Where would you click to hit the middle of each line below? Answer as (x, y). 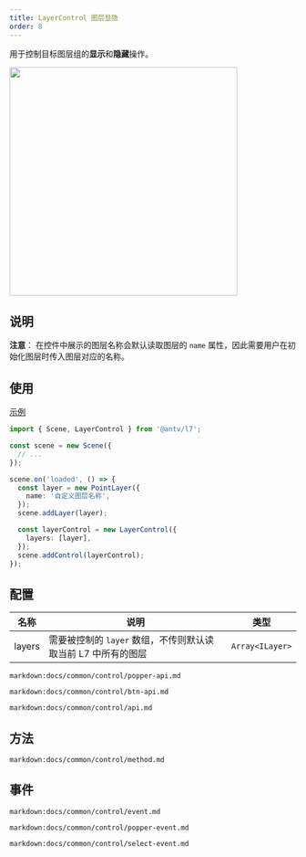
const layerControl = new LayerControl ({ (97, 530)
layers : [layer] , (59, 538)
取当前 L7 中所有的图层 (98, 654)
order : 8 (26, 26)
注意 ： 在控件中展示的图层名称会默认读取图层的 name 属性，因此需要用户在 (149, 345)
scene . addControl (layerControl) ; (81, 555)
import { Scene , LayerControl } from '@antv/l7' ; (106, 429)
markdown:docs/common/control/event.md (85, 811)
